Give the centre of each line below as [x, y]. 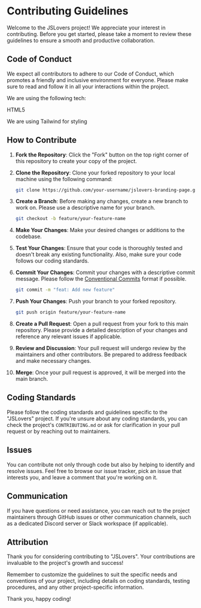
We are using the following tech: [46, 98]
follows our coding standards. [52, 261]
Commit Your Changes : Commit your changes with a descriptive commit [105, 273]
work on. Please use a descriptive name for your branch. [85, 207]
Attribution [28, 542]
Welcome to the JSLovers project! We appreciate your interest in [86, 28]
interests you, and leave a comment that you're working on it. [82, 477]
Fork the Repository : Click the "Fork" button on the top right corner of [102, 155]
